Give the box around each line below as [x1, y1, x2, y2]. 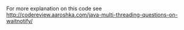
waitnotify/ [6, 18, 33, 24]
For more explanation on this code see [6, 5, 102, 12]
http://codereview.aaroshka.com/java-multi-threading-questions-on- [6, 11, 178, 18]
